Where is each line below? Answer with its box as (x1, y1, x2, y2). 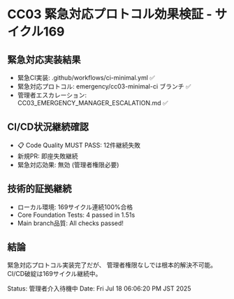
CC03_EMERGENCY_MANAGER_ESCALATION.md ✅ (17, 99, 168, 107)
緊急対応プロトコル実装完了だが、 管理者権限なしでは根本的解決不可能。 (7, 261, 217, 269)
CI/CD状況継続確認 (7, 121, 89, 133)
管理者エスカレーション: (17, 91, 87, 99)
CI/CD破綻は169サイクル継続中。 (7, 270, 102, 278)
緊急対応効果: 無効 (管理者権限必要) (17, 160, 119, 169)
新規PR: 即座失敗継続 (17, 151, 78, 160)
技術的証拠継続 (7, 183, 72, 195)
